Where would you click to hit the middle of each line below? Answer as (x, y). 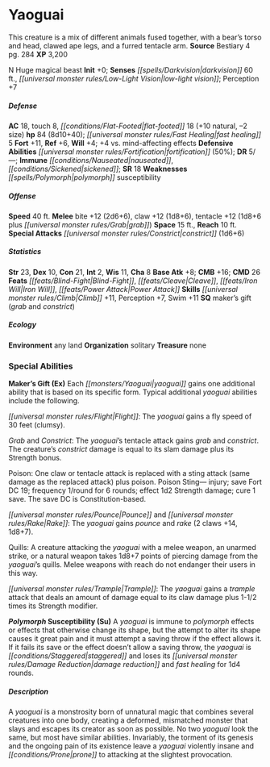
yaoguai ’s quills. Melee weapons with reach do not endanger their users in (132, 565)
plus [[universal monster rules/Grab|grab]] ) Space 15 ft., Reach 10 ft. (123, 224)
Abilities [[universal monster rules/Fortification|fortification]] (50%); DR (128, 152)
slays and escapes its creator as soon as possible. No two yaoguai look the (133, 729)
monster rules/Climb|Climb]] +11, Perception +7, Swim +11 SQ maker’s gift (130, 298)
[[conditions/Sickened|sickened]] (64, 169)
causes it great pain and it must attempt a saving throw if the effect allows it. (135, 639)
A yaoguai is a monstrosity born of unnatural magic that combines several (131, 712)
